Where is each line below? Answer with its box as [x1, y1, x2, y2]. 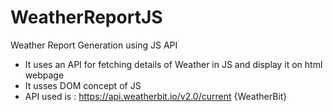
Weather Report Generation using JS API [10, 39, 178, 51]
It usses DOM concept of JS [24, 79, 142, 91]
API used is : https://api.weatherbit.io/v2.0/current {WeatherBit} [24, 90, 288, 102]
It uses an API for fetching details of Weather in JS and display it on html [24, 58, 323, 70]
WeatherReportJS [10, 6, 163, 29]
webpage [24, 69, 65, 81]
